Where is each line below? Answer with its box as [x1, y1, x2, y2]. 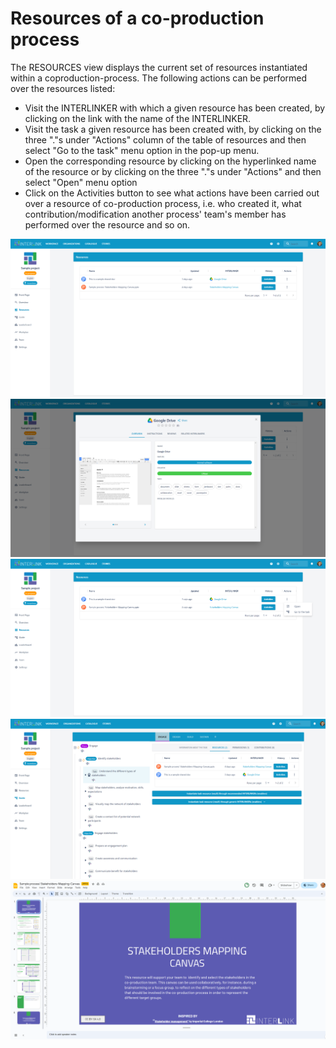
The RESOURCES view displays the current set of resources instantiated [10, 61, 308, 73]
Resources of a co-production [10, 7, 265, 30]
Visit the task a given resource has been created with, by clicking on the [24, 123, 322, 135]
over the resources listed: [10, 82, 116, 94]
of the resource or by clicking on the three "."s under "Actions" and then [24, 165, 322, 177]
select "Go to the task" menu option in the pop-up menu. [24, 144, 260, 156]
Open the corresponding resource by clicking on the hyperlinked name [24, 155, 317, 167]
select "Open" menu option [24, 176, 138, 188]
